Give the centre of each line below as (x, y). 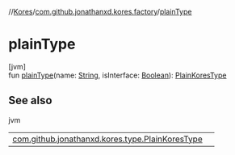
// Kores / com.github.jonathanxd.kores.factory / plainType (100, 12)
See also (30, 101)
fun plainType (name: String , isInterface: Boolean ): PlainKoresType (117, 75)
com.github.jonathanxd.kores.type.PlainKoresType (108, 139)
